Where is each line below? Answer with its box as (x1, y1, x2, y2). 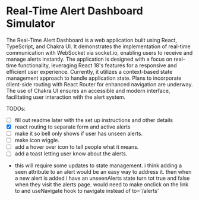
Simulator (6, 17, 55, 30)
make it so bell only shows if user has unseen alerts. (14, 130, 143, 137)
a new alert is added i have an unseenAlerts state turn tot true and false (14, 174, 190, 182)
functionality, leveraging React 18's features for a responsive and (18, 61, 177, 69)
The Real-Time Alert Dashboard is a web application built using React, (6, 36, 177, 43)
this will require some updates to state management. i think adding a (14, 162, 182, 169)
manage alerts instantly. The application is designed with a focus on (6, 55, 173, 62)
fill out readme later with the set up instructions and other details (14, 116, 173, 123)
